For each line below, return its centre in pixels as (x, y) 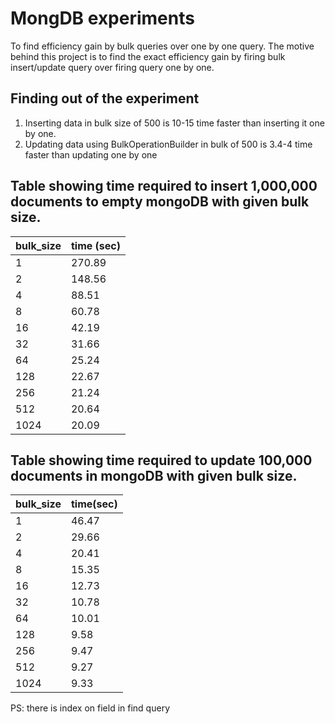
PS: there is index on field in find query (90, 708)
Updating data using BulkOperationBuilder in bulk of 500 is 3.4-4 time (168, 144)
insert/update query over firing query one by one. (112, 67)
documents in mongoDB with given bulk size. (154, 475)
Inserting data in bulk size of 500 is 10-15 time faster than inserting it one (174, 123)
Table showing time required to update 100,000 (161, 460)
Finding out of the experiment (105, 98)
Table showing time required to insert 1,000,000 (164, 186)
